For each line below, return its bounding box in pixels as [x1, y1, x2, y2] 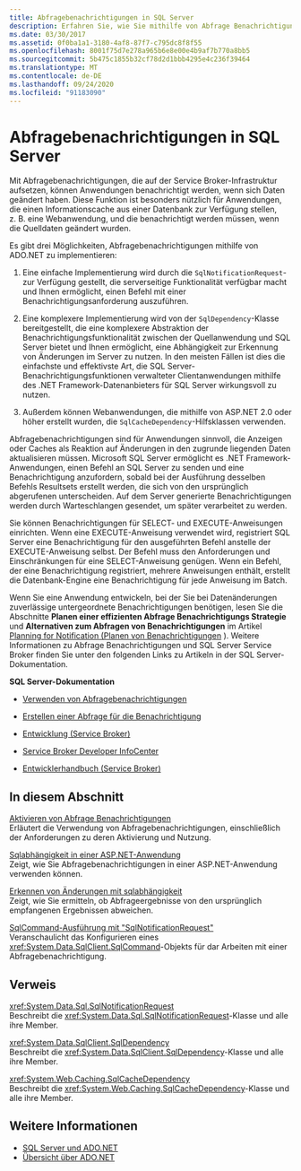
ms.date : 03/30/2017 [9, 30, 87, 39]
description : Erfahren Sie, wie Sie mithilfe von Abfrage [9, 22, 230, 30]
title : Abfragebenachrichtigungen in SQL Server [9, 13, 194, 22]
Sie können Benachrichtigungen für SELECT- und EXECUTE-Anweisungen [9, 517, 284, 529]
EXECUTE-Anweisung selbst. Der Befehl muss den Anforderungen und [9, 546, 271, 557]
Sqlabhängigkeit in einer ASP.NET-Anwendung [9, 849, 181, 861]
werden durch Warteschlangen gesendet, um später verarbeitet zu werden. [9, 500, 288, 511]
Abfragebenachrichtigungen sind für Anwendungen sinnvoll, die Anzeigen [9, 434, 283, 445]
